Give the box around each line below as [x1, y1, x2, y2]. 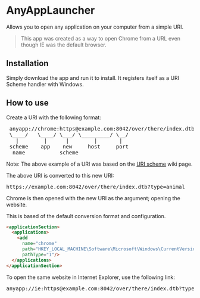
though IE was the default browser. [20, 41, 107, 48]
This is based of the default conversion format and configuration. [6, 212, 166, 219]
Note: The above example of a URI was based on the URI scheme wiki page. [6, 160, 193, 167]
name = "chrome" [21, 241, 58, 247]
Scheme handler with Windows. [6, 80, 85, 88]
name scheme [12, 149, 79, 156]
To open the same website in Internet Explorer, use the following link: [6, 274, 176, 281]
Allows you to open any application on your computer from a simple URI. [6, 23, 184, 30]
